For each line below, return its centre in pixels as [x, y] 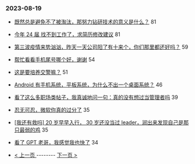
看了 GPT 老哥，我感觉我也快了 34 [56, 143]
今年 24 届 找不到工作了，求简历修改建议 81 [67, 34]
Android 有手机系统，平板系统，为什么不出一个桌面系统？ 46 [88, 85]
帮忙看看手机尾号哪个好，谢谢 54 [55, 60]
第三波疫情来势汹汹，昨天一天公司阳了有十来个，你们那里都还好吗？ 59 [101, 47]
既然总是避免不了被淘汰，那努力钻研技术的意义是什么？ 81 [85, 22]
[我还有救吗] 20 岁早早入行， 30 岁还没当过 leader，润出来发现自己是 [99, 123]
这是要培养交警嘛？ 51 [41, 72]
